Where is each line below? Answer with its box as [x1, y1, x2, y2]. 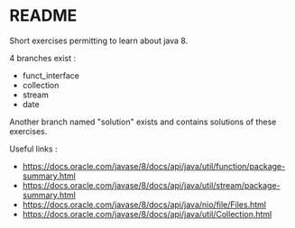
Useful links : [9, 143, 58, 154]
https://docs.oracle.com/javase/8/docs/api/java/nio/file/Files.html [22, 199, 266, 210]
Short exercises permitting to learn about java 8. [9, 35, 189, 46]
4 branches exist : [9, 52, 77, 63]
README [9, 5, 78, 26]
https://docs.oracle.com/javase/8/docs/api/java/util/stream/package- [22, 179, 281, 190]
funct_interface [22, 69, 79, 81]
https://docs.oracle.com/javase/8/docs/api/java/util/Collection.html [22, 208, 272, 219]
